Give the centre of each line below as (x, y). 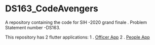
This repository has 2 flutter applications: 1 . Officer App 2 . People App (77, 37)
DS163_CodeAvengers (52, 9)
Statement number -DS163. (33, 27)
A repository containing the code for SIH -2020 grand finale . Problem (76, 22)
